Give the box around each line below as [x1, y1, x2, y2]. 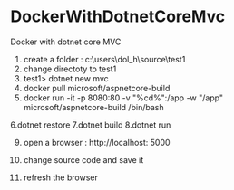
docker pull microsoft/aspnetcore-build [23, 82, 171, 93]
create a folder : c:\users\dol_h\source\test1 [23, 53, 186, 64]
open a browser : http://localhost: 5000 [23, 137, 171, 147]
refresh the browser [23, 172, 98, 183]
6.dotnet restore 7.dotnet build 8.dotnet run [10, 119, 171, 130]
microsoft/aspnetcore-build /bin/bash [23, 101, 164, 112]
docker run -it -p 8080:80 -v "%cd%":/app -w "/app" [23, 92, 224, 103]
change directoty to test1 [23, 63, 117, 74]
